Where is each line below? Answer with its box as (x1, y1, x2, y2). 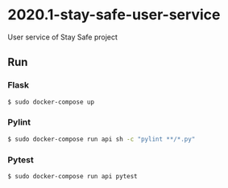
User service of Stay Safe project (7, 32, 118, 42)
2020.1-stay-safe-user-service (7, 6, 221, 24)
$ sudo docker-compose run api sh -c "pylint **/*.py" (7, 135, 196, 143)
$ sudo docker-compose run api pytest (7, 172, 138, 180)
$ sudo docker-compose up (7, 98, 94, 106)
